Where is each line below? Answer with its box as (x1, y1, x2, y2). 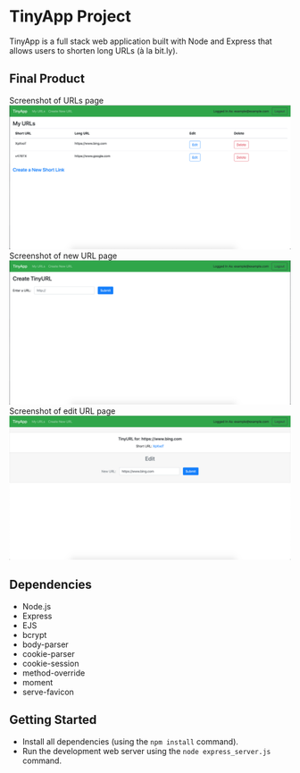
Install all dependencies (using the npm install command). (21, 735, 239, 747)
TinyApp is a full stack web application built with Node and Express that (9, 36, 272, 46)
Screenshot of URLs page (9, 95, 104, 105)
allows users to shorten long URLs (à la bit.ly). (9, 45, 179, 55)
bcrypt (21, 629, 47, 640)
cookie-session (21, 658, 79, 668)
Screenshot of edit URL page (9, 406, 116, 416)
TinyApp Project (9, 6, 132, 27)
